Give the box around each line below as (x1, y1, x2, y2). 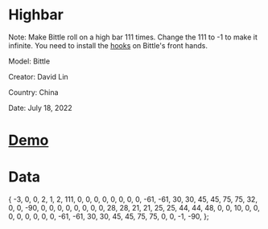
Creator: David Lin (8, 72, 68, 81)
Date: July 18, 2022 (8, 103, 72, 112)
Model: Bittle (8, 56, 51, 66)
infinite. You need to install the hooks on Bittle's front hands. (8, 40, 208, 50)
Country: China (8, 87, 59, 97)
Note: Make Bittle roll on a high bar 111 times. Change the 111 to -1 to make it (8, 32, 258, 42)
